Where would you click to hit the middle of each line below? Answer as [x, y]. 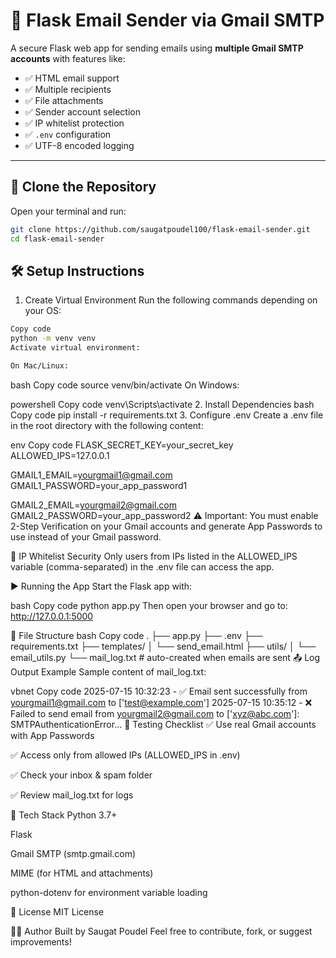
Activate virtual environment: [75, 348]
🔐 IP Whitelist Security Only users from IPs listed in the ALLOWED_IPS [154, 556]
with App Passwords [52, 735]
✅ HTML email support [72, 78]
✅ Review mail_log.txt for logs [72, 795]
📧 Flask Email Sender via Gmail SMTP [167, 20]
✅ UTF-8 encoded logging [79, 145]
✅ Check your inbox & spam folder [81, 775]
